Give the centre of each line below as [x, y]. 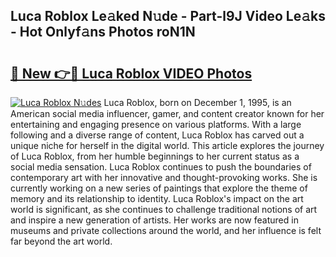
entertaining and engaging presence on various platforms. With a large [156, 124]
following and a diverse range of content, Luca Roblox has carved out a [157, 135]
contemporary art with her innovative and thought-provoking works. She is [164, 177]
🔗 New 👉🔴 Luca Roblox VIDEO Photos [131, 73]
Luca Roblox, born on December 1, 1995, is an [197, 102]
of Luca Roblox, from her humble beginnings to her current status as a [155, 156]
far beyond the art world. [61, 241]
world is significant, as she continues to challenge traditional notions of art [164, 209]
